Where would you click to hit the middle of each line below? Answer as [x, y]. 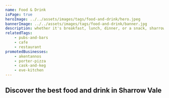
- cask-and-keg [30, 65]
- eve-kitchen [29, 70]
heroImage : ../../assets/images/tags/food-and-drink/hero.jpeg [73, 19]
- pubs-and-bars [31, 38]
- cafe [21, 42]
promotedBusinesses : [27, 51]
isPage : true [19, 14]
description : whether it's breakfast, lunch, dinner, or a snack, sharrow [85, 28]
